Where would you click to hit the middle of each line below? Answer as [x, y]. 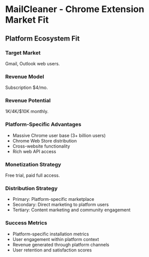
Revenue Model [25, 76]
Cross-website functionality [41, 146]
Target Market [23, 53]
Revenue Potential [28, 100]
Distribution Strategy [31, 188]
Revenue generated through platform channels [61, 244]
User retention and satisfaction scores [52, 250]
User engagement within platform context [56, 239]
